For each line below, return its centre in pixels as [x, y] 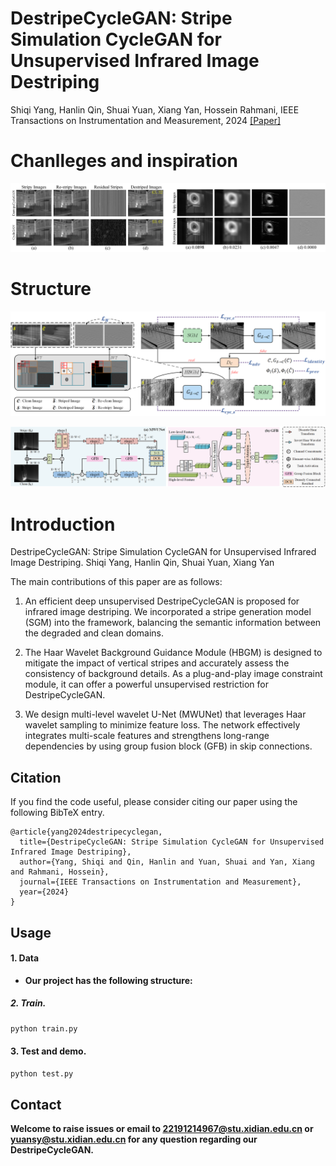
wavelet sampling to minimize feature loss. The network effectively [162, 725]
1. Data [25, 958]
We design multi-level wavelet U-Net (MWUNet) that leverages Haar [165, 714]
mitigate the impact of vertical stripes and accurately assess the [157, 663]
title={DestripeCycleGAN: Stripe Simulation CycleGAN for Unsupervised [172, 842]
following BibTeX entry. [57, 813]
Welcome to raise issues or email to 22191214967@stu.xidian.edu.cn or [162, 1129]
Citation [36, 777]
